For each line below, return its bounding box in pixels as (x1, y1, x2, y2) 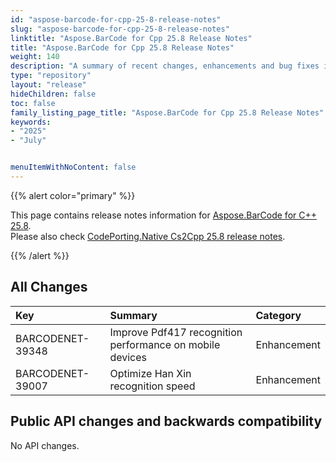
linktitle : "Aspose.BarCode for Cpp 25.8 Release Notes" (10, 33, 253, 43)
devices (109, 350, 148, 364)
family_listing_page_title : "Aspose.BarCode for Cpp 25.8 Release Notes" (10, 107, 325, 118)
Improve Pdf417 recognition (109, 325, 243, 339)
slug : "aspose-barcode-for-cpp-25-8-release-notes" (10, 24, 230, 34)
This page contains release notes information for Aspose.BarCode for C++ (10, 209, 317, 221)
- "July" (10, 136, 47, 146)
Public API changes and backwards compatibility (10, 413, 323, 430)
